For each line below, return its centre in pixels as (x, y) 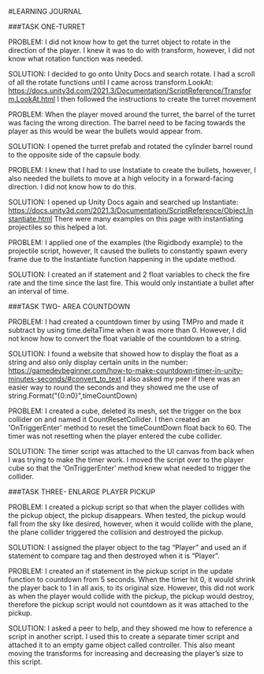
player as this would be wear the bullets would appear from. (105, 131)
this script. (25, 662)
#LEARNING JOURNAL (45, 11)
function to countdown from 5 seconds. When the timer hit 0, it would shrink (132, 579)
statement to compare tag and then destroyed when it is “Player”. (114, 556)
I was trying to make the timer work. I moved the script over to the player (126, 460)
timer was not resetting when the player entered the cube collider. (115, 436)
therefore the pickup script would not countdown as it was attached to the (128, 605)
